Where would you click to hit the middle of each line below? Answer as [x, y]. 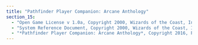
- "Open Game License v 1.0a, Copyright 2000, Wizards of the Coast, [98, 22]
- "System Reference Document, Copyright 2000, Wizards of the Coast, [100, 28]
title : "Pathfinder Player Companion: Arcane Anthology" [77, 11]
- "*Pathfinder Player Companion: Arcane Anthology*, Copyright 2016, [100, 33]
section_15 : [21, 17]
